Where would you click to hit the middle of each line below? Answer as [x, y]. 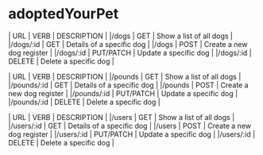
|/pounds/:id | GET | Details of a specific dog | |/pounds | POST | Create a [128, 85]
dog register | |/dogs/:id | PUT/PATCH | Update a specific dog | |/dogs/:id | [130, 52]
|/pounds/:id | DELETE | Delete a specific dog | [84, 102]
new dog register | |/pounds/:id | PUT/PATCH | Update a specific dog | [123, 93]
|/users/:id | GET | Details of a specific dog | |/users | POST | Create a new [130, 126]
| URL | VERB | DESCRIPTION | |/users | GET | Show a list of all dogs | [122, 117]
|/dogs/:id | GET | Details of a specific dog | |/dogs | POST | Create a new [128, 44]
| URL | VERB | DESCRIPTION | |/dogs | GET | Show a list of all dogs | [120, 36]
